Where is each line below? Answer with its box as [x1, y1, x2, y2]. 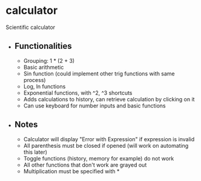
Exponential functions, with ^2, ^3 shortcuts [23, 89, 133, 97]
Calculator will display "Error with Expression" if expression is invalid [23, 135, 195, 142]
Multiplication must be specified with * [23, 167, 120, 175]
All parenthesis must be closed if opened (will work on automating [23, 142, 189, 149]
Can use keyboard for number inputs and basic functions [23, 102, 166, 109]
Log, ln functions [23, 83, 66, 90]
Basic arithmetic [23, 63, 64, 71]
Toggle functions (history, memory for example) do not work [23, 154, 174, 162]
